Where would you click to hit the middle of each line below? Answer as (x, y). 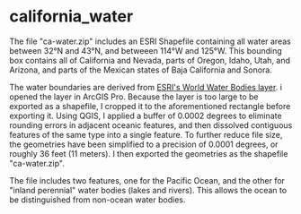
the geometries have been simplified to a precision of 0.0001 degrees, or (144, 144)
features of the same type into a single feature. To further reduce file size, (146, 134)
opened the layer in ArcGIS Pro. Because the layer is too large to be (134, 97)
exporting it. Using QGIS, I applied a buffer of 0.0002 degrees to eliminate (146, 116)
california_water (71, 17)
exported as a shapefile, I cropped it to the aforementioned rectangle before (150, 106)
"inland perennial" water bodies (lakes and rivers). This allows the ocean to (148, 190)
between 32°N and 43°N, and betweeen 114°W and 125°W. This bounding (146, 50)
